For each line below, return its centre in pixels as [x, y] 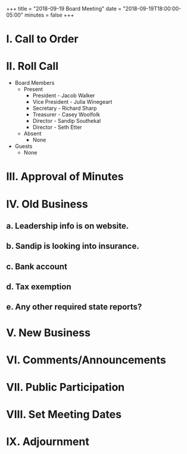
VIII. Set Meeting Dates [64, 415]
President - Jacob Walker [64, 95]
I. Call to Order [42, 39]
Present [33, 89]
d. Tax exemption [39, 287]
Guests [24, 146]
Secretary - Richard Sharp [65, 108]
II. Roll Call [32, 67]
